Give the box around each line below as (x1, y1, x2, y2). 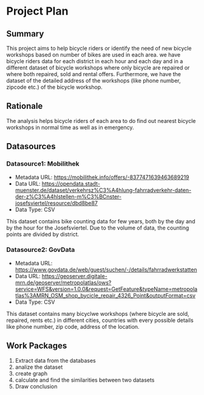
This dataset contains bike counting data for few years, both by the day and (6, 217, 195, 225)
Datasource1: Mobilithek (6, 159, 80, 168)
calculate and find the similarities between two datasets (15, 376, 155, 383)
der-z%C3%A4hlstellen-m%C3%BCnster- (15, 193, 122, 200)
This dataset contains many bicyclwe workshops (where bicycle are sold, (6, 310, 189, 317)
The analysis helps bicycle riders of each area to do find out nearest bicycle (6, 117, 196, 124)
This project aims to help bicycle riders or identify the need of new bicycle (6, 44, 192, 52)
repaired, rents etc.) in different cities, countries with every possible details (6, 316, 194, 324)
